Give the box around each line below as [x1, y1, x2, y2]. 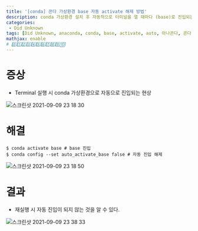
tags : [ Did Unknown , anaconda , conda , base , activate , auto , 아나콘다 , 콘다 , [6, 31, 194, 36]
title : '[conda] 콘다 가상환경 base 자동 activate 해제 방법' [6, 8, 147, 15]
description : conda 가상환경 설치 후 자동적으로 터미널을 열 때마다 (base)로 [6, 14, 176, 20]
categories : [6, 19, 35, 25]
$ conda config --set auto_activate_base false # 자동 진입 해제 [6, 151, 163, 158]
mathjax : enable [6, 36, 46, 42]
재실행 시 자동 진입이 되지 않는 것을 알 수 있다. [14, 206, 120, 213]
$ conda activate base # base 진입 [6, 145, 91, 151]
